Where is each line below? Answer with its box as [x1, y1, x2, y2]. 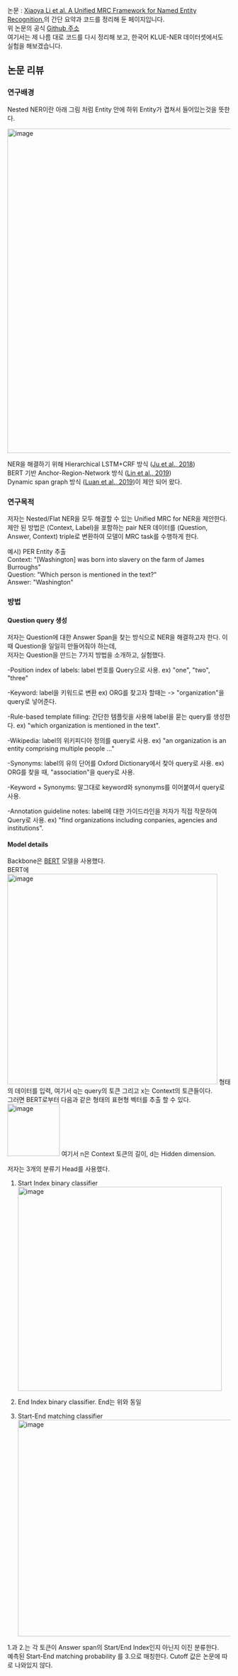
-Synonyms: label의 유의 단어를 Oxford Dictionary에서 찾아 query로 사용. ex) [7, 759, 225, 768]
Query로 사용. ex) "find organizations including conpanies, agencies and [7, 816, 217, 825]
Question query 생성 [7, 616, 67, 624]
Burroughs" [7, 562, 41, 571]
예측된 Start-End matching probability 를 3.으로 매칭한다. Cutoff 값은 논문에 [7, 1652, 221, 1660]
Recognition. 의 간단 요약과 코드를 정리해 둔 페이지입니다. [7, 15, 165, 23]
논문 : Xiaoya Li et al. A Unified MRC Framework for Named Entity [7, 6, 197, 14]
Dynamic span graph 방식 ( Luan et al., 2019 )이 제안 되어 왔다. [7, 477, 183, 486]
